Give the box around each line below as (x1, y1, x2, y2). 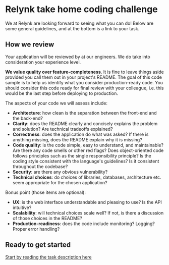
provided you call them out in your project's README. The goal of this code (5, 74, 162, 80)
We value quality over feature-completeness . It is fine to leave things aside (5, 69, 164, 75)
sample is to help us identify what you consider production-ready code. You (5, 79, 163, 85)
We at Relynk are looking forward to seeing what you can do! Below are (5, 20, 154, 26)
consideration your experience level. (5, 59, 81, 65)
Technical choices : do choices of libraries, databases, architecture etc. (12, 174, 161, 180)
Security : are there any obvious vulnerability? (12, 169, 108, 175)
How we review (5, 40, 54, 49)
